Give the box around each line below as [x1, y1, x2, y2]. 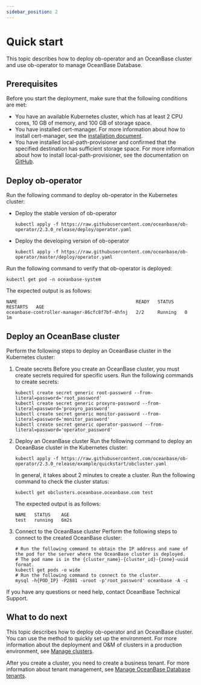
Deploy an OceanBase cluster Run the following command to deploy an [14, 438, 192, 444]
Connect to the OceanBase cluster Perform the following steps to [14, 528, 177, 535]
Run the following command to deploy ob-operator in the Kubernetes [6, 192, 178, 199]
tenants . [6, 672, 27, 679]
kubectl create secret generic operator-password [14, 421, 143, 427]
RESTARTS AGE [6, 304, 45, 310]
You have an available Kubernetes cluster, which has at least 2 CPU [14, 113, 183, 120]
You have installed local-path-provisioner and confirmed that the [14, 138, 176, 146]
